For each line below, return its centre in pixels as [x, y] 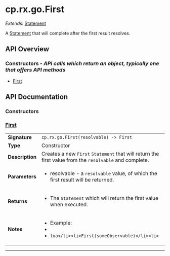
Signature [20, 137]
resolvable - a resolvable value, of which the [104, 173]
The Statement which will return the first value [104, 198]
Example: [61, 223]
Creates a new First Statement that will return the [100, 154]
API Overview [27, 49]
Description [22, 157]
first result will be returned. [82, 180]
